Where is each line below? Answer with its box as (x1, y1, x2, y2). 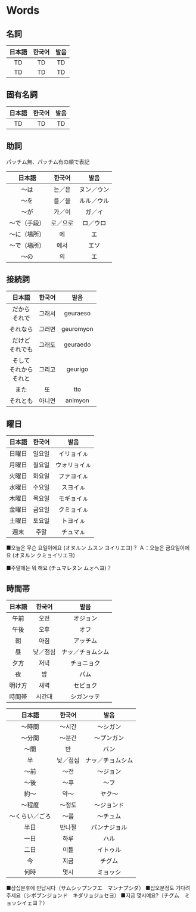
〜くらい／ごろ (9, 812, 52, 820)
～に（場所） (9, 230, 46, 238)
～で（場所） (9, 241, 46, 249)
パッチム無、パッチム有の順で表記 (6, 158, 90, 165)
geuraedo (63, 340, 91, 349)
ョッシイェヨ (6, 899, 38, 907)
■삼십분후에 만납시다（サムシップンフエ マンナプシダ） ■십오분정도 (6, 885, 175, 892)
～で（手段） (9, 219, 46, 227)
